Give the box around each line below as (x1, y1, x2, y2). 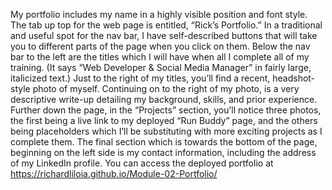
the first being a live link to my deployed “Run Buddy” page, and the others (10, 115, 318, 126)
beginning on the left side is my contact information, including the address (10, 147, 317, 158)
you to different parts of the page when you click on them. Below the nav (10, 40, 311, 52)
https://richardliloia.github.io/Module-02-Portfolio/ (10, 168, 218, 179)
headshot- (272, 72, 316, 84)
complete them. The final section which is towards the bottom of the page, (10, 136, 318, 148)
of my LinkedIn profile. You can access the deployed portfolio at (10, 157, 274, 169)
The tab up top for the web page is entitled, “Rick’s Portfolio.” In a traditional (10, 19, 323, 31)
